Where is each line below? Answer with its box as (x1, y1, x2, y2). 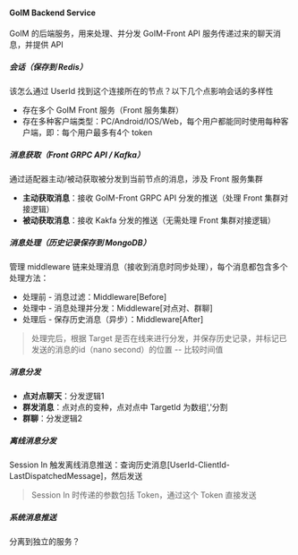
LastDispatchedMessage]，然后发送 (9, 471, 143, 482)
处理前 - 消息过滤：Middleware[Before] (21, 292, 167, 303)
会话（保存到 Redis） (9, 61, 88, 72)
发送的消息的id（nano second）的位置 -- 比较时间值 (30, 345, 224, 355)
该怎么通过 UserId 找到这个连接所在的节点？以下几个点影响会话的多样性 (9, 86, 274, 97)
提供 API (32, 39, 64, 50)
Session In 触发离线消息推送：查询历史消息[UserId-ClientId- (9, 459, 231, 470)
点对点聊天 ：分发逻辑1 (21, 390, 105, 402)
